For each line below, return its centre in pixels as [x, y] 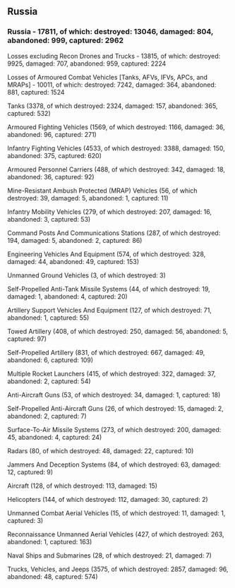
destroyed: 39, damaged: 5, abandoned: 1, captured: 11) [88, 198]
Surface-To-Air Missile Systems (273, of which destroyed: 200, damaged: [114, 429]
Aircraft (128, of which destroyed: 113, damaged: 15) [82, 486]
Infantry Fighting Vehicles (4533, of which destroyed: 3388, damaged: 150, [116, 148]
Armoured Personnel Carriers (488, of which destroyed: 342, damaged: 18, [116, 169]
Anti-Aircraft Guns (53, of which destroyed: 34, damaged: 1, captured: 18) [114, 395]
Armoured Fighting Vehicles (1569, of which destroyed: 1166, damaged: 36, [116, 127]
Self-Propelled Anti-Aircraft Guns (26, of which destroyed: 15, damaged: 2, [115, 408]
